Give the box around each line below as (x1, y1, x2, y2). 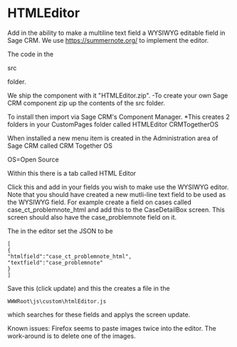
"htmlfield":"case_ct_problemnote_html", (7, 252, 132, 260)
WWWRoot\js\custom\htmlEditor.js (7, 297, 107, 305)
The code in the (7, 50, 54, 58)
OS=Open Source (7, 155, 59, 164)
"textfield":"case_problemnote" (7, 259, 103, 266)
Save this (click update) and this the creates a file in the (7, 284, 170, 292)
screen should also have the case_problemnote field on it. (7, 213, 177, 221)
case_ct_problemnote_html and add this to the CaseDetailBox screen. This (7, 205, 226, 214)
